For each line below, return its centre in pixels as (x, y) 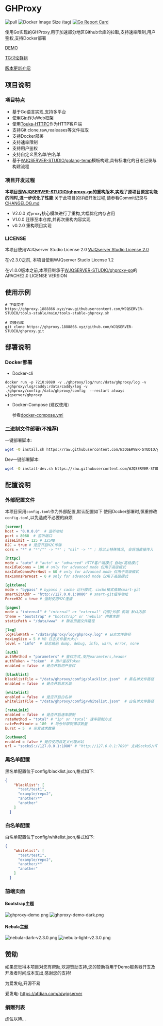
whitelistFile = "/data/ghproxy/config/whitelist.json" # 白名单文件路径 (80, 701)
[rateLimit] (17, 710)
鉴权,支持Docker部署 (26, 38)
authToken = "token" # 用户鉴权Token (43, 661)
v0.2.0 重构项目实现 (32, 225)
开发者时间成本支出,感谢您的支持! (38, 973)
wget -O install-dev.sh (29, 468)
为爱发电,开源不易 (23, 983)
